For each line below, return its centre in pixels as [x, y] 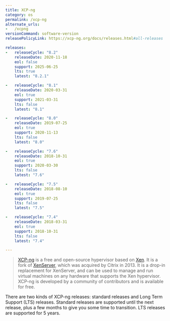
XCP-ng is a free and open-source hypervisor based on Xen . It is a [88, 260]
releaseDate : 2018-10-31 [41, 156]
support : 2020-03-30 [36, 166]
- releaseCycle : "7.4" [32, 217]
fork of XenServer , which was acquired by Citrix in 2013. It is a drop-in [92, 265]
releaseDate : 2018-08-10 [41, 189]
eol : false [26, 62]
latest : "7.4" [29, 241]
